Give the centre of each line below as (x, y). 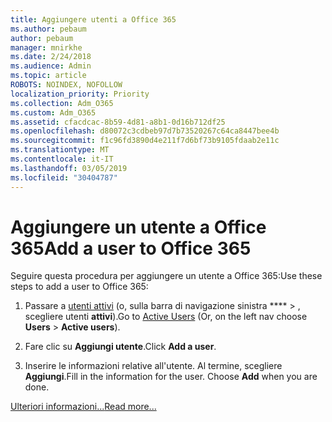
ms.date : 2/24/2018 (51, 57)
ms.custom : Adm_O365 (53, 112)
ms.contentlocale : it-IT (62, 159)
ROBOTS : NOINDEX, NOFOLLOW (66, 85)
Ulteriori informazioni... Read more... (83, 407)
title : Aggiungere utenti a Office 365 (93, 19)
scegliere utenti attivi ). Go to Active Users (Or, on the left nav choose (166, 317)
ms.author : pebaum (48, 29)
